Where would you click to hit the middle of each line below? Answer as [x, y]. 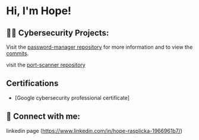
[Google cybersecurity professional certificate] [72, 98]
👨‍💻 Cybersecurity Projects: [58, 33]
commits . [18, 53]
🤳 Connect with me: [43, 117]
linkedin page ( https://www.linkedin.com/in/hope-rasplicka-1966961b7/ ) [94, 131]
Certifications [32, 83]
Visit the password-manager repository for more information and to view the [99, 47]
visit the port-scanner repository [46, 65]
